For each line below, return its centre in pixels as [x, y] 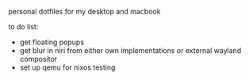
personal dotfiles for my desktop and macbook [84, 11]
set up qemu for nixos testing [67, 67]
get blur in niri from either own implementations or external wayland [130, 50]
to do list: [23, 27]
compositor [38, 59]
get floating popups [52, 42]
